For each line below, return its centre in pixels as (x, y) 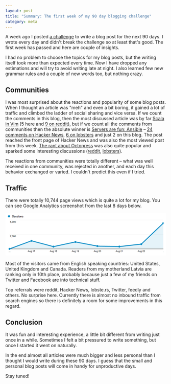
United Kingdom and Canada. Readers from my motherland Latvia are (79, 269)
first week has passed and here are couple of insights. (63, 48)
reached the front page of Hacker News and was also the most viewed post (85, 140)
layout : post (19, 11)
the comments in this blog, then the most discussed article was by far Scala (85, 119)
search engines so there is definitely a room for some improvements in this (84, 301)
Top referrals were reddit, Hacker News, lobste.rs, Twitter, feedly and (78, 290)
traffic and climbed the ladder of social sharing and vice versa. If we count (83, 113)
